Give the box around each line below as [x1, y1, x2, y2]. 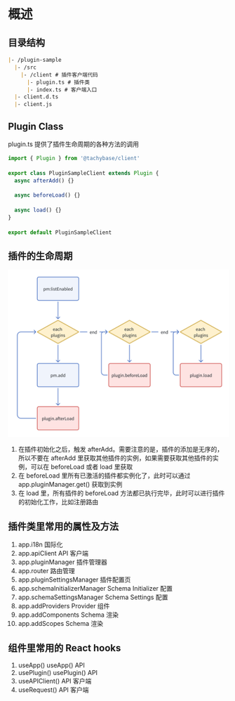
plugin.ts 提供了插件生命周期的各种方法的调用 [8, 140, 140, 148]
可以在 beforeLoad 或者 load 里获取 [30, 463, 133, 471]
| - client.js [14, 101, 53, 108]
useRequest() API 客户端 [18, 686, 90, 694]
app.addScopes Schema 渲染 [18, 620, 104, 628]
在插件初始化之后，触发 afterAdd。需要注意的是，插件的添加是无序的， [18, 445, 224, 454]
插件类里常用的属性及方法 [8, 520, 119, 532]
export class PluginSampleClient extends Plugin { [8, 169, 159, 176]
